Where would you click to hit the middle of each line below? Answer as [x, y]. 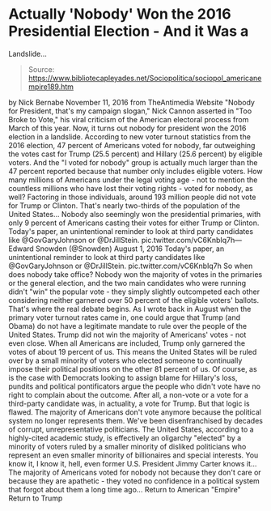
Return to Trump [36, 498]
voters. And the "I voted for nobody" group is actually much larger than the [133, 162]
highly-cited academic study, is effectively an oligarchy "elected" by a [125, 437]
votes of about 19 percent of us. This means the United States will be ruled [133, 351]
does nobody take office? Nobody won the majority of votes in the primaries [135, 274]
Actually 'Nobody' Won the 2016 [120, 14]
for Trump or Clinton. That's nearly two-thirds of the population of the [125, 205]
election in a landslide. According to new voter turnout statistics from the [129, 136]
